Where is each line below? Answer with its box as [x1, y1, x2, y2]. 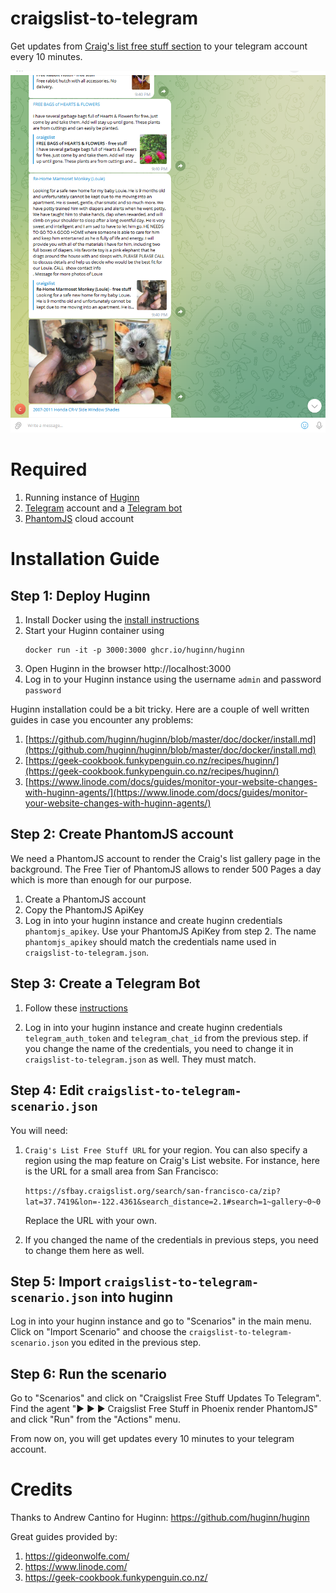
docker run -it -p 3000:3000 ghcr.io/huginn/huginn [24, 645, 245, 656]
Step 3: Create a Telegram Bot [10, 975, 201, 992]
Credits [10, 1478, 73, 1501]
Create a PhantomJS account [24, 893, 147, 905]
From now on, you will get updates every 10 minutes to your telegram [10, 1433, 295, 1445]
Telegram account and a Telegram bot [24, 502, 183, 514]
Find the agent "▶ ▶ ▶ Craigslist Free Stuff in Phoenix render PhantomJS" [10, 1403, 318, 1415]
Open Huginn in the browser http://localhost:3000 [24, 663, 232, 675]
